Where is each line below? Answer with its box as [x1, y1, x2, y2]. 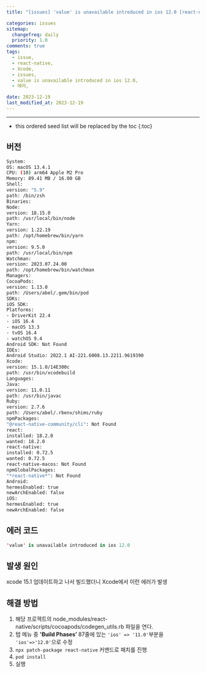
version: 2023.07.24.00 [6, 261, 67, 267]
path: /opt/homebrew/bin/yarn [6, 233, 84, 239]
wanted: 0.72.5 [6, 455, 45, 462]
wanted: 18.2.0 [6, 438, 45, 444]
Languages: [6, 376, 34, 382]
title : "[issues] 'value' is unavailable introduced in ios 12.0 [6, 9, 177, 15]
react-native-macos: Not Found [6, 462, 86, 468]
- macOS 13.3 [6, 324, 40, 331]
